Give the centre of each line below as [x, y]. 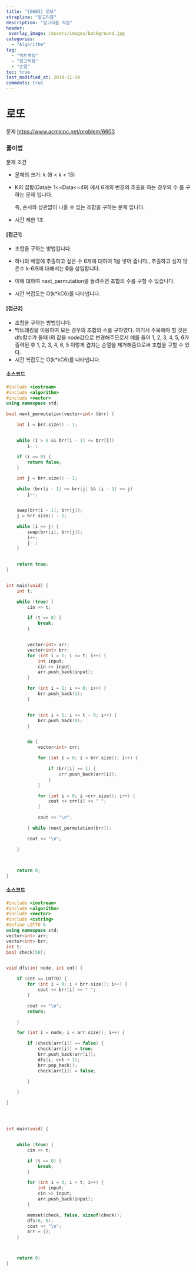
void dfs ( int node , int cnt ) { [44, 968]
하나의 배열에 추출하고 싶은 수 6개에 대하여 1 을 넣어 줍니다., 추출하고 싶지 [98, 261]
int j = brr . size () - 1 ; [47, 478]
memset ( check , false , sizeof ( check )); [75, 1215]
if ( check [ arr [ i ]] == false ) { [66, 1043]
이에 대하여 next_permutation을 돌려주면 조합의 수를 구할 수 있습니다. [95, 281]
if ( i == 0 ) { [34, 456]
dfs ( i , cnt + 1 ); [59, 1060]
